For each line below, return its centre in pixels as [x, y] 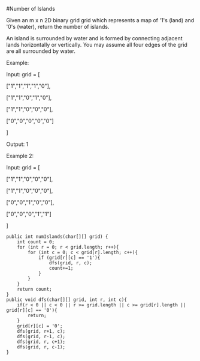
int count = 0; [36, 242]
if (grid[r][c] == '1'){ [69, 258]
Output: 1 [17, 144]
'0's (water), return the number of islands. [58, 27]
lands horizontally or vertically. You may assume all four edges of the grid [97, 45]
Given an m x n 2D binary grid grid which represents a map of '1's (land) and [100, 20]
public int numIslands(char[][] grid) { [57, 237]
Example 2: [20, 156]
